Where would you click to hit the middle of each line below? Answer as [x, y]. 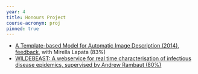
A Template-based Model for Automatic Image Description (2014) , [97, 46]
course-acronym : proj [34, 23]
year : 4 [16, 12]
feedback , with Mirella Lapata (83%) [60, 52]
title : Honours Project [36, 17]
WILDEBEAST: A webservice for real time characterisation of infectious [103, 58]
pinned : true [23, 29]
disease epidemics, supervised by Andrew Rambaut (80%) [88, 65]
